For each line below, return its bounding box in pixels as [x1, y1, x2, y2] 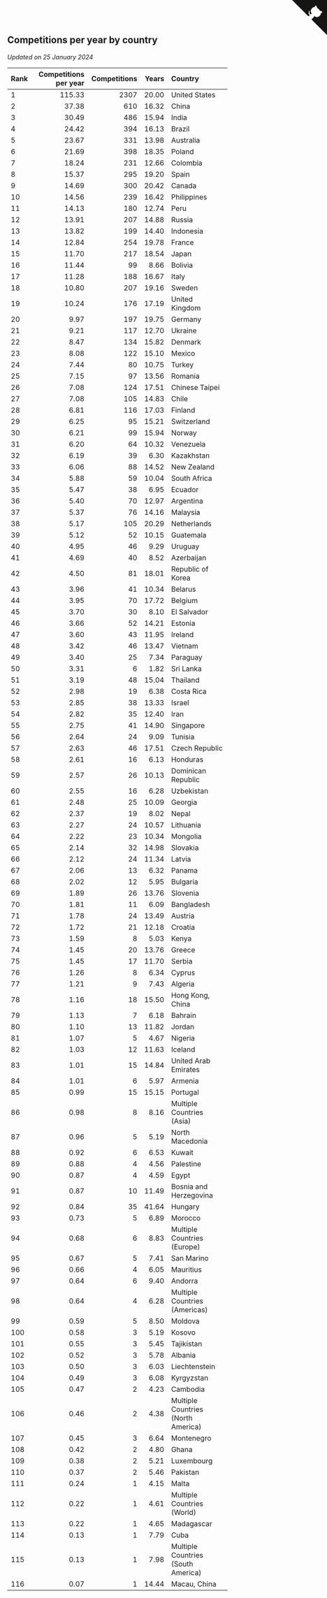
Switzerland [170, 416, 210, 426]
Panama [170, 865, 198, 875]
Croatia [170, 922, 196, 932]
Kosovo [170, 1328, 196, 1337]
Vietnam [170, 641, 199, 651]
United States [170, 89, 216, 99]
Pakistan [170, 1467, 200, 1477]
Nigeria [170, 1033, 196, 1043]
